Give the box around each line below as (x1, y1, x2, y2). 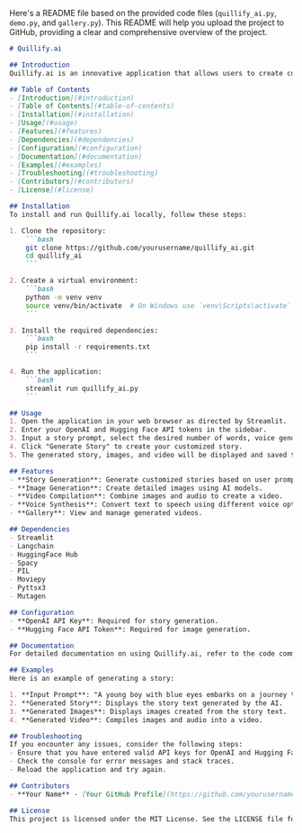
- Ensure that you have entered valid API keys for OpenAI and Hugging (9, 748, 283, 757)
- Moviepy (9, 575, 47, 584)
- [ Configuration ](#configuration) (9, 143, 143, 152)
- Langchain (9, 541, 54, 550)
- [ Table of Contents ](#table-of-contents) (9, 102, 175, 111)
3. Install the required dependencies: (9, 326, 159, 335)
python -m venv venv (25, 293, 102, 302)
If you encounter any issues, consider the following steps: (9, 740, 244, 749)
